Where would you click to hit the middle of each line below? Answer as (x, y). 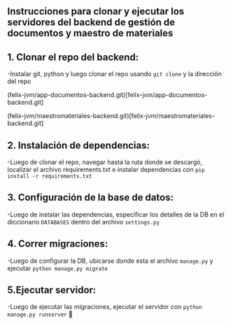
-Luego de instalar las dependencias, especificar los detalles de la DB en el (116, 214)
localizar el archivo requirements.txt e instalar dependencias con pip (106, 170)
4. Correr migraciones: (58, 244)
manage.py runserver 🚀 (40, 315)
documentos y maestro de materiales (90, 33)
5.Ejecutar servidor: (52, 290)
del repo (19, 81)
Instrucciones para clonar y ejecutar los (96, 12)
